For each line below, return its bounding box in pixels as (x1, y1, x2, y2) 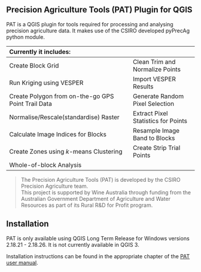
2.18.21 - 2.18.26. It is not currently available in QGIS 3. (6, 241, 139, 248)
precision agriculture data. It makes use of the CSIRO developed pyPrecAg (6, 27, 190, 34)
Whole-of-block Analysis (9, 161, 82, 169)
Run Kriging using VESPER (9, 78, 84, 87)
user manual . (6, 259, 39, 266)
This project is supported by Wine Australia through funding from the (20, 188, 191, 196)
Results (132, 82, 154, 90)
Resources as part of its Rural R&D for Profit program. (20, 201, 153, 209)
